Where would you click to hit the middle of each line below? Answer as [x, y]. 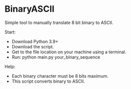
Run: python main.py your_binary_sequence [56, 57]
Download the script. [33, 46]
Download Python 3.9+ [35, 41]
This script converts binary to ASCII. [48, 81]
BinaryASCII [29, 9]
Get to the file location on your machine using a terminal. [69, 52]
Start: [10, 32]
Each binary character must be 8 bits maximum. [60, 76]
